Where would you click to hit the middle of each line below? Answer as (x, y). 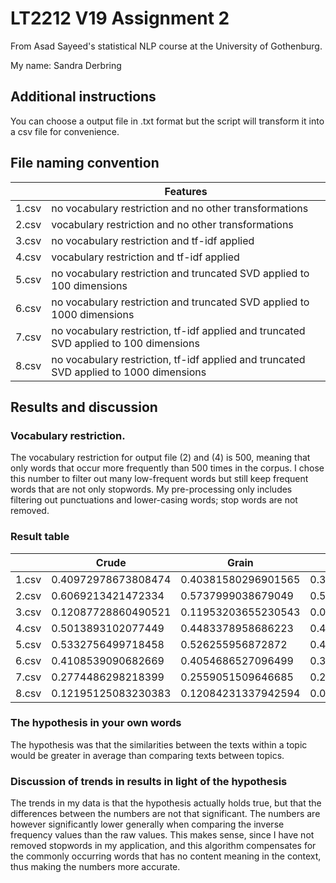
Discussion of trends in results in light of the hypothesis (149, 781)
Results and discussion (84, 407)
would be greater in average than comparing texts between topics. (147, 755)
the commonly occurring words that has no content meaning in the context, (166, 856)
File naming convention (85, 163)
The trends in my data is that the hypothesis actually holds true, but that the (166, 803)
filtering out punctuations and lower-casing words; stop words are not (154, 500)
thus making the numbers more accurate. (95, 867)
